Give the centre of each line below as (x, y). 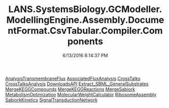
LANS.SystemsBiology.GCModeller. (85, 9)
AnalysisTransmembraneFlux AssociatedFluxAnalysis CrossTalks (73, 78)
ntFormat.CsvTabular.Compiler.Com (85, 31)
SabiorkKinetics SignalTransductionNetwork (52, 100)
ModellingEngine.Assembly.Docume (85, 20)
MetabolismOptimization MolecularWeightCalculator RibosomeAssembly (81, 94)
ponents (85, 42)
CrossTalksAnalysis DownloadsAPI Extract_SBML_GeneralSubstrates (77, 84)
